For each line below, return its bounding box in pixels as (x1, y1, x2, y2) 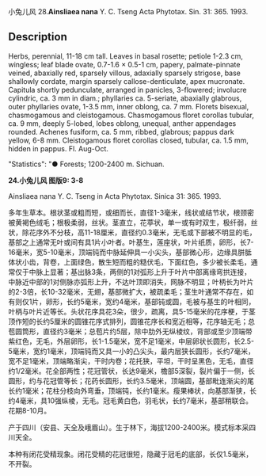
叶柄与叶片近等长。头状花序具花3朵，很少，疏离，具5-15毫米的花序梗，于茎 (8, 307, 256, 316)
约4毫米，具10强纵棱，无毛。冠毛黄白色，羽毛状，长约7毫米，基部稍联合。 (8, 395, 253, 406)
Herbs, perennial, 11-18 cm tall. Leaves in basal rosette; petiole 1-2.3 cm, (8, 51, 244, 61)
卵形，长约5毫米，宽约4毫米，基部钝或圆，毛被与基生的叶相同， (45, 296, 256, 307)
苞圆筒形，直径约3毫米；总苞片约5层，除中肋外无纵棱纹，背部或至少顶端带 (8, 326, 253, 336)
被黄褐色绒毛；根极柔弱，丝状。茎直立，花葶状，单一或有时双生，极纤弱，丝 (8, 217, 258, 227)
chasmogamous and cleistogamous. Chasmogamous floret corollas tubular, (8, 110, 255, 120)
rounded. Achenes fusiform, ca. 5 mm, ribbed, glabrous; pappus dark (8, 127, 235, 136)
